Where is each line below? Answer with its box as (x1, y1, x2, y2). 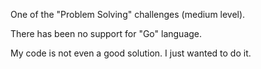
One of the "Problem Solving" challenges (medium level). (10, 9, 246, 20)
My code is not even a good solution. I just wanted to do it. (10, 47, 252, 59)
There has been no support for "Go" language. (10, 28, 203, 39)
